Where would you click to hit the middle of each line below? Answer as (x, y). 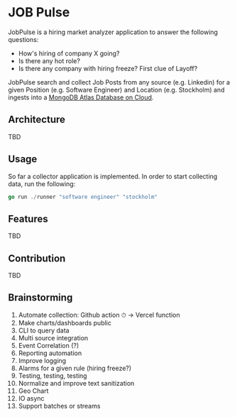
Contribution (37, 258)
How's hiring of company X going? (69, 53)
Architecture (37, 120)
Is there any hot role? (49, 60)
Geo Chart (33, 391)
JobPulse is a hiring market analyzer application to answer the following (113, 32)
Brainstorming (40, 298)
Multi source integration (53, 337)
